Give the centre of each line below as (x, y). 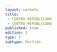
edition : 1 (16, 33)
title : (12, 14)
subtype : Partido (23, 42)
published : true (22, 28)
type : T (13, 38)
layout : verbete (22, 10)
